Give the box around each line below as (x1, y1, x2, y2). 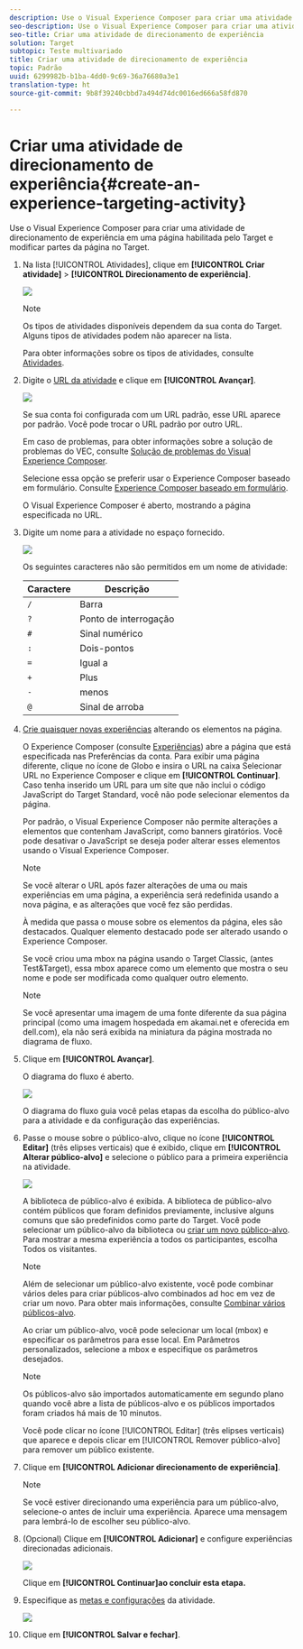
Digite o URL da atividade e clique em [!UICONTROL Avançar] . (22, 375, 256, 386)
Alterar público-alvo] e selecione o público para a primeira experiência (22, 1152, 289, 1163)
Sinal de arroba (79, 701, 144, 714)
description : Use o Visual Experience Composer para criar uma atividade (9, 13, 293, 23)
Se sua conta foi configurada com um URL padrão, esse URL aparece (22, 410, 281, 420)
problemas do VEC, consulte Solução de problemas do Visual (22, 446, 251, 456)
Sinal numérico (79, 628, 143, 640)
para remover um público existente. (22, 1444, 155, 1455)
